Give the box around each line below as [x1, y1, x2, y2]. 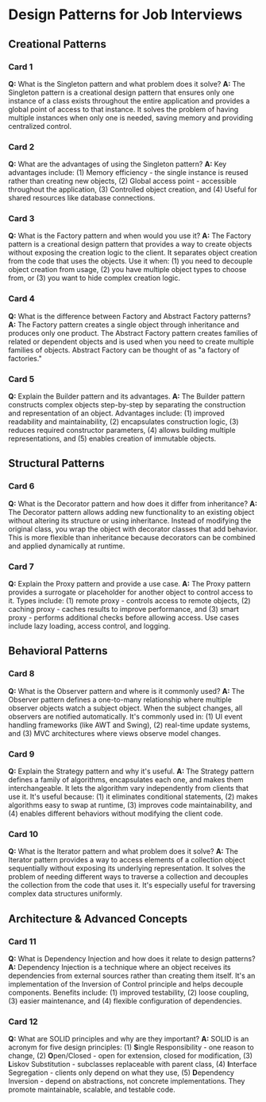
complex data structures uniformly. [8, 889, 123, 898]
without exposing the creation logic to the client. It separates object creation [8, 248, 258, 258]
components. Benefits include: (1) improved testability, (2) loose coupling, [8, 988, 249, 998]
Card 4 [8, 293, 36, 304]
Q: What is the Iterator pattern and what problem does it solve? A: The [8, 847, 238, 856]
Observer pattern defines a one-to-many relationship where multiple [8, 695, 233, 704]
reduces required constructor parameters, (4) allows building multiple [8, 426, 236, 435]
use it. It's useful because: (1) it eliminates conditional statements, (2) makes [8, 792, 258, 801]
